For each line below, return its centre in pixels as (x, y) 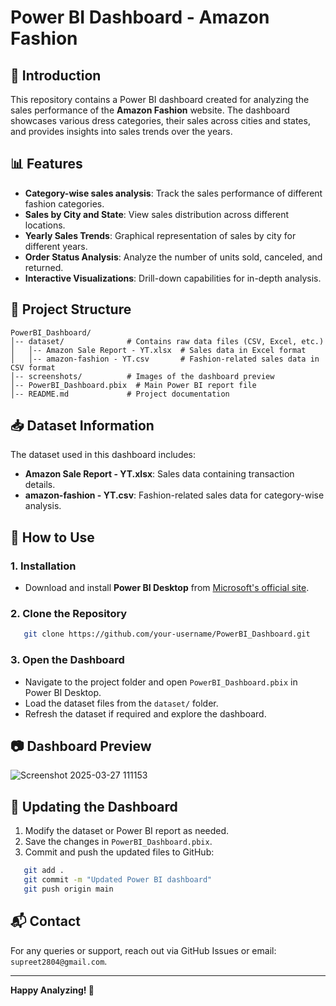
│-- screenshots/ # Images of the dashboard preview (142, 376)
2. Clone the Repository (69, 614)
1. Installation (43, 566)
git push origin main (68, 889)
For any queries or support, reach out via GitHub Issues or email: (143, 950)
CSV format (33, 367)
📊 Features (46, 164)
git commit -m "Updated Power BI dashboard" (118, 880)
